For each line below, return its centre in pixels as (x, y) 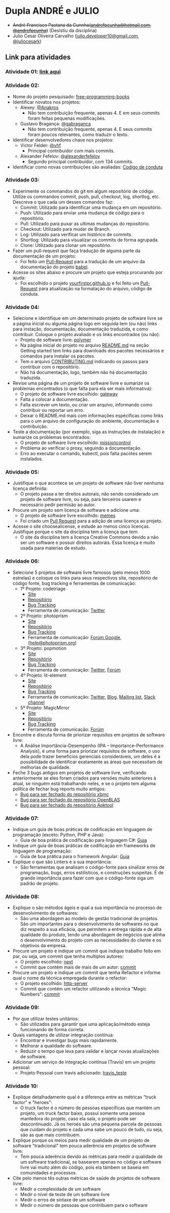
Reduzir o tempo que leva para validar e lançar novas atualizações (90, 1051)
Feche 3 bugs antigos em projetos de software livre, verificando (79, 773)
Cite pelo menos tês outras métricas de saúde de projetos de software (86, 1178)
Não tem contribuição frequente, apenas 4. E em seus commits (94, 113)
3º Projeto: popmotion (43, 648)
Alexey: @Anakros (39, 107)
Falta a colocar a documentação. (55, 399)
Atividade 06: (22, 561)
